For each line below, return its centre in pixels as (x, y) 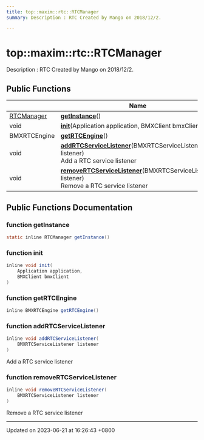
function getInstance (38, 225)
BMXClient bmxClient (43, 277)
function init (25, 252)
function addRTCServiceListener (56, 326)
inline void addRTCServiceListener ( (53, 339)
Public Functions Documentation (70, 207)
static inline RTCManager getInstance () (58, 237)
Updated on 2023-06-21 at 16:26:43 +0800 (61, 430)
